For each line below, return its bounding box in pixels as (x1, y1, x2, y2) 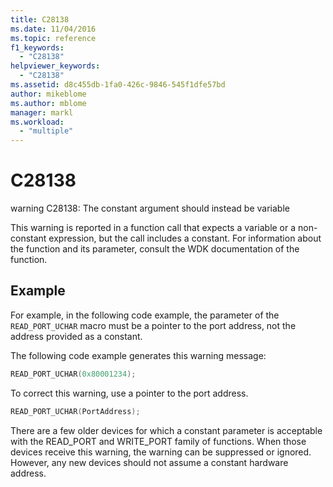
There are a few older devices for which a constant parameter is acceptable (10, 424, 323, 436)
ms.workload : (10, 117, 65, 127)
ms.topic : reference (10, 33, 97, 43)
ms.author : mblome (10, 98, 87, 108)
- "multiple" (19, 126, 74, 136)
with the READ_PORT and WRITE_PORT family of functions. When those (10, 435, 307, 447)
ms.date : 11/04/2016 (10, 24, 97, 34)
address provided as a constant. (10, 330, 143, 342)
